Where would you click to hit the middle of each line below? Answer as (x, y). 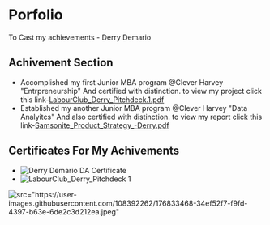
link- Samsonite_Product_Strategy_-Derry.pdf (94, 125)
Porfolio (36, 15)
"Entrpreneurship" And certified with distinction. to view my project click (141, 91)
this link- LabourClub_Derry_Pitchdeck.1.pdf (92, 100)
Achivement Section (61, 63)
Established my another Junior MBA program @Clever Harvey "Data (134, 108)
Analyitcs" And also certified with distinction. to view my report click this (141, 117)
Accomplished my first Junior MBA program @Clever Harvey (122, 82)
